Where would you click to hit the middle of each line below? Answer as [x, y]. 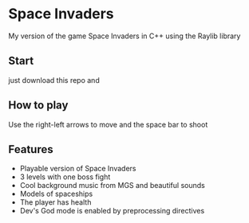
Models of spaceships [56, 194]
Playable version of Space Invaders [78, 169]
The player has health [55, 202]
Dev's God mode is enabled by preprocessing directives [112, 211]
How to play [38, 106]
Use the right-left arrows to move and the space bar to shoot [108, 124]
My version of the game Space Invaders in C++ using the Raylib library [125, 36]
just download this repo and [54, 80]
